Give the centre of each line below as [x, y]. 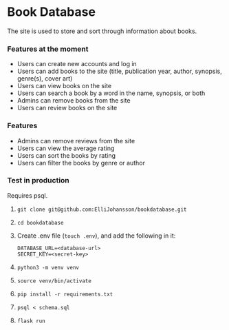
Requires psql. [28, 195]
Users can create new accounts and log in [77, 64]
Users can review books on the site [67, 108]
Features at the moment [48, 49]
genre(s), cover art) [45, 79]
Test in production [39, 181]
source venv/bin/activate [54, 281]
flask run [31, 321]
